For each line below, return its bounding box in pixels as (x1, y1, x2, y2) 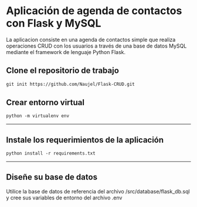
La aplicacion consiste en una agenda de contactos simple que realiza (6, 36, 176, 43)
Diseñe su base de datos (6, 172, 98, 182)
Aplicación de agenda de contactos (6, 4, 182, 18)
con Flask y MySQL (6, 16, 101, 30)
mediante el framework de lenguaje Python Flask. (6, 48, 126, 55)
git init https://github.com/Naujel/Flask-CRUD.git (6, 81, 135, 87)
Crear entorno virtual (6, 98, 85, 108)
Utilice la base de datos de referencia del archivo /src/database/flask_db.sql (6, 188, 190, 195)
